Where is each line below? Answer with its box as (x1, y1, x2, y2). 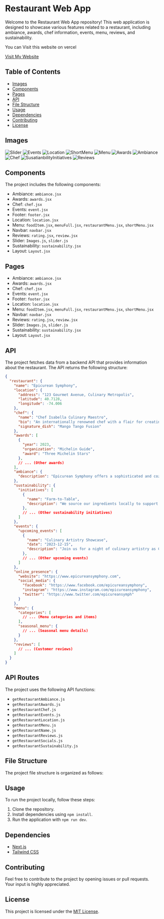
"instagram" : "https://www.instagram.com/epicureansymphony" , (22, 587, 152, 592)
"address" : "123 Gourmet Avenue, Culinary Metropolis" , (18, 392, 134, 397)
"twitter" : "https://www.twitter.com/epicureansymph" (22, 592, 134, 597)
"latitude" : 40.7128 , (18, 397, 62, 402)
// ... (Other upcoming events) (22, 556, 89, 561)
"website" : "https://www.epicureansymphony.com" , (18, 574, 121, 579)
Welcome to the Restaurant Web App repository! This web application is (5, 19, 150, 25)
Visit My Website (5, 53, 39, 59)
